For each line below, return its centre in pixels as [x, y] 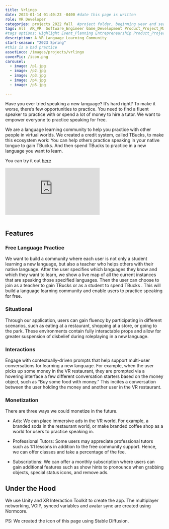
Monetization [22, 400]
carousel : [16, 61]
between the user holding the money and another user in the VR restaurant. [83, 387]
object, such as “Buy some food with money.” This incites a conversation [81, 381]
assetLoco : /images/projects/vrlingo [45, 52]
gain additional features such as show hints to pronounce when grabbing [88, 467]
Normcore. [16, 511]
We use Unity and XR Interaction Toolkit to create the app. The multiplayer [82, 501]
